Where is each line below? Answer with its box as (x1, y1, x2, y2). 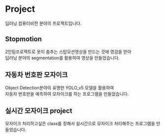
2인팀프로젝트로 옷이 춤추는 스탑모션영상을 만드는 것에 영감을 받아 (5, 48, 132, 55)
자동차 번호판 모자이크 (5, 70, 68, 79)
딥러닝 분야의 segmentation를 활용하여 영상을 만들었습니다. (5, 55, 120, 61)
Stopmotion (5, 35, 42, 43)
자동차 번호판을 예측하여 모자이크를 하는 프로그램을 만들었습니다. (5, 91, 129, 97)
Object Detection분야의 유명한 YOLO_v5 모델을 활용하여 (5, 85, 114, 91)
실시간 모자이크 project (5, 106, 72, 115)
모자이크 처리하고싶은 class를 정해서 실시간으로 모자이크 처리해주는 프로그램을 (5, 121, 155, 127)
